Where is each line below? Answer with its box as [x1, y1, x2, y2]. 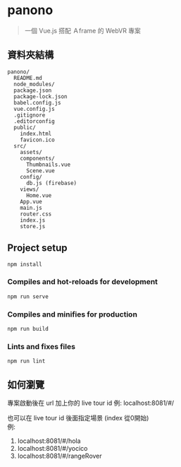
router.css [20, 211, 52, 218]
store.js [20, 223, 46, 230]
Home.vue [25, 191, 52, 199]
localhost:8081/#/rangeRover [17, 451, 102, 461]
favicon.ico [20, 136, 55, 143]
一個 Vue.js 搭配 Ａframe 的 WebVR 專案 [24, 26, 141, 35]
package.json [13, 87, 52, 94]
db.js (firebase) [25, 179, 77, 187]
